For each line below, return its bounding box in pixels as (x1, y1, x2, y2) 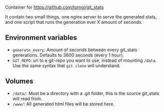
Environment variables (5, 33, 77, 42)
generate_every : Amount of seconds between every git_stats (12, 47, 137, 53)
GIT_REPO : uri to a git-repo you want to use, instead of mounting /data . (12, 57, 156, 63)
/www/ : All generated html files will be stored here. (12, 101, 115, 107)
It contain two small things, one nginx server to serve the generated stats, (5, 14, 157, 19)
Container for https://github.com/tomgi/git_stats (5, 4, 104, 10)
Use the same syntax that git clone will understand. (12, 62, 121, 69)
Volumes (5, 77, 33, 86)
